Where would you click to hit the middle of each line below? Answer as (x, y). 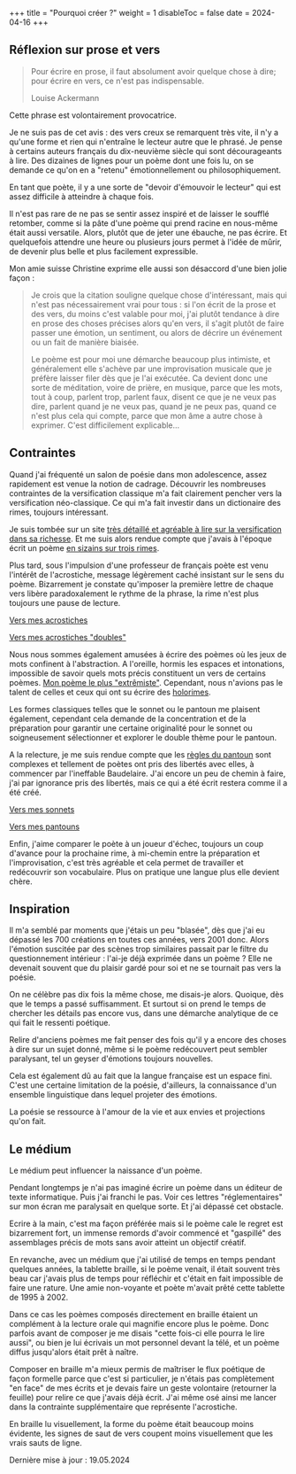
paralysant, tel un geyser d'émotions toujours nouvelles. (111, 1059)
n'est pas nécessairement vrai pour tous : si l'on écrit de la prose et (153, 304)
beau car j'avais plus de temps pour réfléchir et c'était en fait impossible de (146, 1278)
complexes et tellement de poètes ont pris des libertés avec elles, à (132, 764)
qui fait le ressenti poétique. (60, 1023)
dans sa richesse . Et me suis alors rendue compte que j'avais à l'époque (140, 539)
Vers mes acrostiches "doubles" (68, 637)
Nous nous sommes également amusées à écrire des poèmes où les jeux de (148, 654)
